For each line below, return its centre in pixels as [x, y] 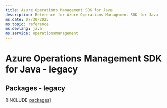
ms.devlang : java [24, 29]
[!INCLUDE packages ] [28, 100]
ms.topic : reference [27, 24]
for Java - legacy [42, 69]
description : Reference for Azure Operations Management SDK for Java [82, 15]
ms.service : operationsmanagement [42, 33]
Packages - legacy [35, 88]
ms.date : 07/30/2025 [27, 19]
